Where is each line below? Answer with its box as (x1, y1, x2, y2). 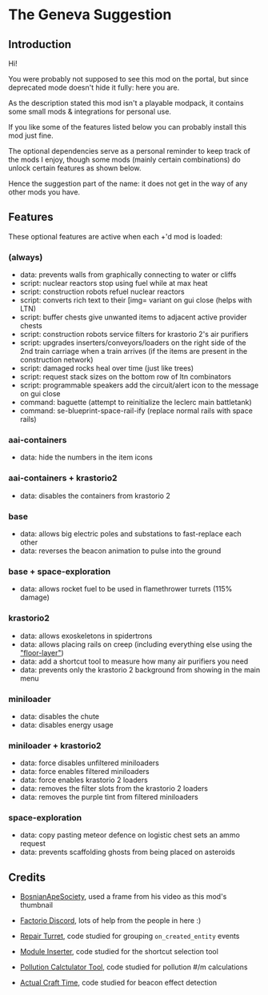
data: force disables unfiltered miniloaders (19, 758, 160, 768)
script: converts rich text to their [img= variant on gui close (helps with (19, 295, 252, 305)
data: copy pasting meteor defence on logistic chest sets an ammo (19, 830, 240, 840)
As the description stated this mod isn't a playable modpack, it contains (8, 98, 244, 107)
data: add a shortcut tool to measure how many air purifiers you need (19, 656, 249, 666)
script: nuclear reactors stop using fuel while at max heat (19, 279, 208, 288)
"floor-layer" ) (19, 648, 64, 657)
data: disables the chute (19, 711, 100, 721)
